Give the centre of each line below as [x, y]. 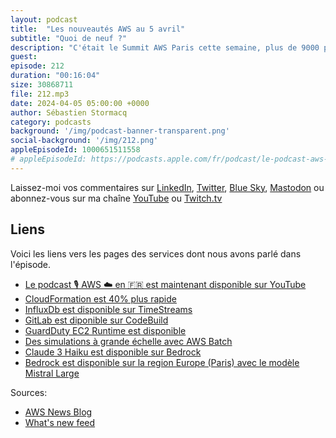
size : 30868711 [42, 85]
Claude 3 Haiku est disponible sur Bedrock [113, 352]
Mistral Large [52, 373]
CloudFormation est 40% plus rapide [100, 298]
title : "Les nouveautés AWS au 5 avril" [98, 29]
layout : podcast [44, 19]
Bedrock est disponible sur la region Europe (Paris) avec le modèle [162, 362]
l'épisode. [31, 264]
